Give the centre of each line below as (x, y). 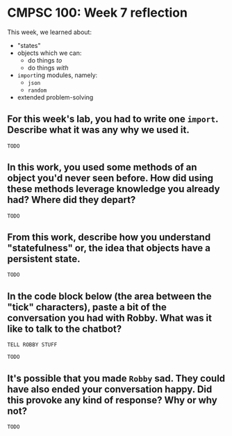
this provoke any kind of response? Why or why (112, 400)
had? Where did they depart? (72, 200)
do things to (45, 60)
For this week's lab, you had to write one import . (113, 119)
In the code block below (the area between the (109, 296)
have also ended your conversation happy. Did (110, 389)
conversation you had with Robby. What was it (109, 318)
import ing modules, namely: (57, 75)
